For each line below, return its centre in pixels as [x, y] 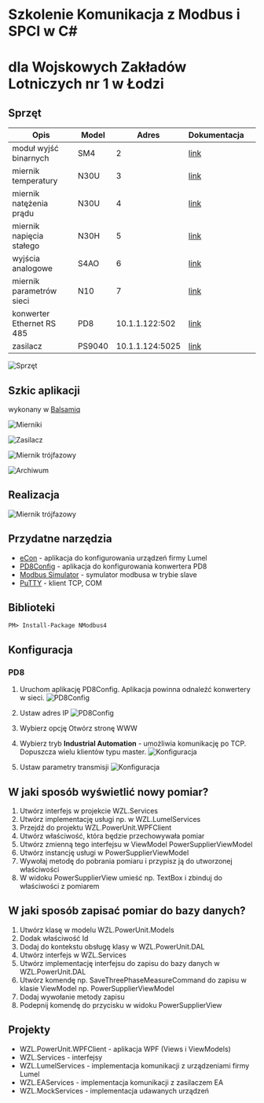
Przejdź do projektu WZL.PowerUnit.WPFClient [95, 827]
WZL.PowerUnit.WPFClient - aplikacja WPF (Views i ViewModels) [125, 1049]
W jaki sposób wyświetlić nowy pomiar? [108, 792]
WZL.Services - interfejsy [61, 1057]
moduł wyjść [35, 149]
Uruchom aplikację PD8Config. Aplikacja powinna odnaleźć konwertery [135, 690]
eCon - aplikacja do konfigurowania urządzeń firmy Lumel [114, 557]
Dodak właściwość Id [54, 938]
